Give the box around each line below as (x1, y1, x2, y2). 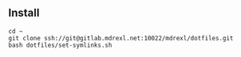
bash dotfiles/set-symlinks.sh (8, 41, 113, 49)
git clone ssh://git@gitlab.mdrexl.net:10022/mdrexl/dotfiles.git (8, 34, 234, 42)
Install (8, 6, 40, 20)
